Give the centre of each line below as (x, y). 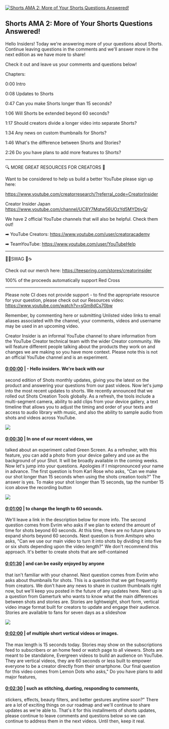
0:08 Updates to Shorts (29, 93)
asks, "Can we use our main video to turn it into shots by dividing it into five (83, 541)
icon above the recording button (38, 488)
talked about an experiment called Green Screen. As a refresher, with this (81, 450)
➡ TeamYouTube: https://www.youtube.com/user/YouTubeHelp (70, 244)
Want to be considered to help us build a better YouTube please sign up (79, 179)
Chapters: (16, 74)
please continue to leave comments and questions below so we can (75, 716)
